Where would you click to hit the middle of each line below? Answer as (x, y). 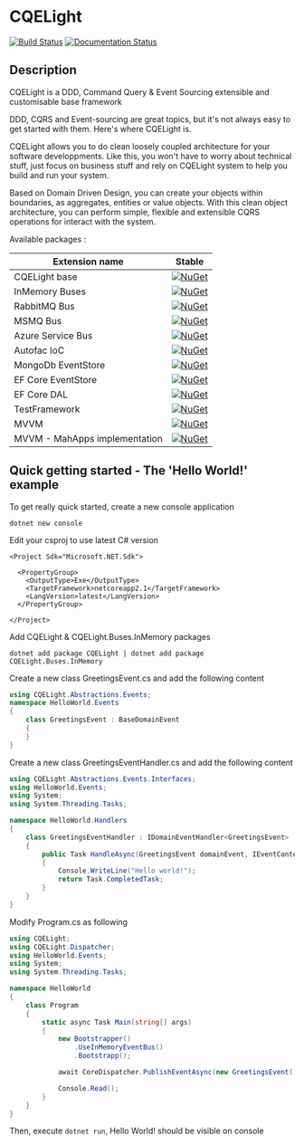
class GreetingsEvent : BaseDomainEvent (103, 720)
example (34, 485)
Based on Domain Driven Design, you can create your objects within (136, 193)
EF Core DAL (41, 394)
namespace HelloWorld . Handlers (68, 821)
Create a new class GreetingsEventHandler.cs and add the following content (152, 762)
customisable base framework (66, 101)
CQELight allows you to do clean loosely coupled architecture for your (140, 146)
